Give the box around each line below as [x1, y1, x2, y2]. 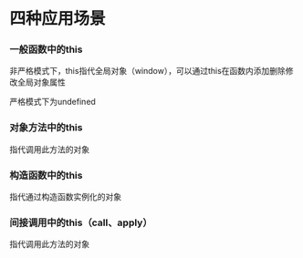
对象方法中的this [9, 121, 83, 134]
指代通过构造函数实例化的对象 [9, 191, 121, 202]
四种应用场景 [9, 8, 107, 29]
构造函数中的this [9, 169, 83, 181]
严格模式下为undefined [9, 97, 96, 108]
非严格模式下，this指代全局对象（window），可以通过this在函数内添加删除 [9, 66, 286, 77]
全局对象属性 [16, 77, 66, 88]
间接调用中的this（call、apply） [9, 216, 152, 229]
